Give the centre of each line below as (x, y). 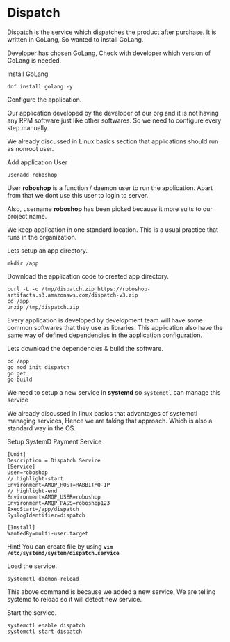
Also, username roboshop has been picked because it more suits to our (110, 209)
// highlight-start (35, 478)
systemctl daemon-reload (43, 579)
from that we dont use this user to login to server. (78, 195)
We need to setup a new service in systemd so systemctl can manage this (114, 392)
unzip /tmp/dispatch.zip (43, 307)
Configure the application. (44, 100)
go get (17, 373)
